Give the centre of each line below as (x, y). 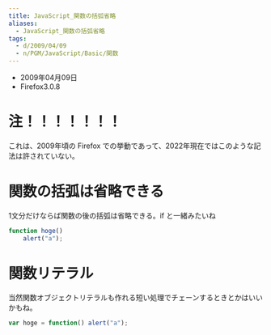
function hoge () (36, 231)
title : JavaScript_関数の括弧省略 (62, 16)
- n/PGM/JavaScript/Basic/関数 (67, 53)
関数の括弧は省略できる (86, 192)
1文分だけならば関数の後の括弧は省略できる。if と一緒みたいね (112, 215)
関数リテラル (51, 273)
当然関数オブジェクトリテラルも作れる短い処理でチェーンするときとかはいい (135, 297)
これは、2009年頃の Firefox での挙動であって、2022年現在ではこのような (131, 146)
